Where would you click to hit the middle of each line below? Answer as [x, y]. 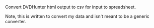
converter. [16, 21]
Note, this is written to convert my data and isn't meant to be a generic [77, 16]
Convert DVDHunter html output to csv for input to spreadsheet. [71, 7]
